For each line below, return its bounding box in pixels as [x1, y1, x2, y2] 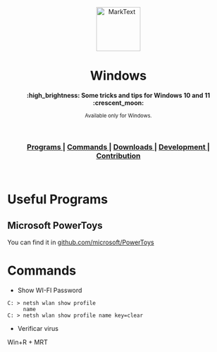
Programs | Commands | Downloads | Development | [27, 142, 210, 151]
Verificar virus [17, 325, 58, 333]
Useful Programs [7, 191, 108, 208]
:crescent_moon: [92, 99, 144, 107]
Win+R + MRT [7, 338, 48, 346]
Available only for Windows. [85, 112, 152, 119]
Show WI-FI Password [17, 286, 82, 295]
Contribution [96, 151, 141, 161]
